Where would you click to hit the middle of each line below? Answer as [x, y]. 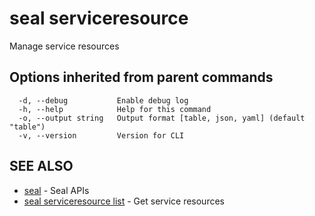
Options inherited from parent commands [141, 77]
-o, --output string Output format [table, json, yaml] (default [162, 118]
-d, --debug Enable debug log [103, 100]
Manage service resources [64, 46]
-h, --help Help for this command [115, 109]
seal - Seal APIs [56, 190]
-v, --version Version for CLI [101, 135]
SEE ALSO [41, 166]
